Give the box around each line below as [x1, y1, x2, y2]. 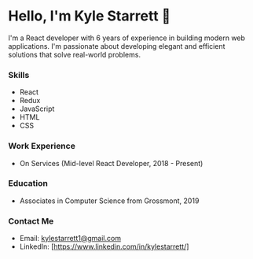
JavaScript [19, 104, 55, 113]
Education [8, 178, 49, 189]
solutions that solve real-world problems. [8, 50, 141, 59]
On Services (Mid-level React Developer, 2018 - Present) [19, 158, 203, 168]
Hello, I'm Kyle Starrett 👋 [8, 7, 171, 25]
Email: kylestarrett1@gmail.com [19, 234, 122, 243]
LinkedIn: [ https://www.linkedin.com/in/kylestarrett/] [19, 242, 189, 251]
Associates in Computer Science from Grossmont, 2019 [19, 196, 200, 205]
